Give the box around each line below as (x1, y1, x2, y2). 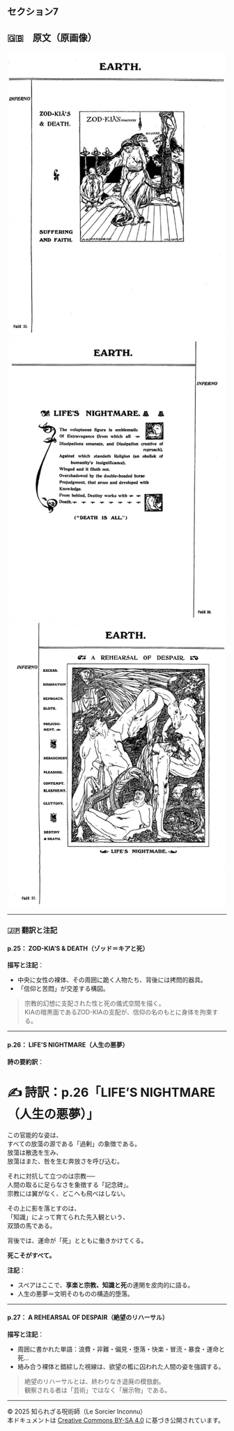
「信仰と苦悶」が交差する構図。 (17, 984, 109, 993)
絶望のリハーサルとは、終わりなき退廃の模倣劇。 (24, 1377, 165, 1386)
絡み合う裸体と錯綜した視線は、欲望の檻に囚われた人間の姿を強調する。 (17, 1362, 225, 1370)
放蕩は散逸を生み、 (7, 1148, 63, 1156)
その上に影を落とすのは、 (7, 1204, 81, 1212)
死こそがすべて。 (7, 1251, 56, 1259)
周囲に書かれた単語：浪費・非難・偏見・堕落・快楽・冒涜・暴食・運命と (17, 1344, 225, 1353)
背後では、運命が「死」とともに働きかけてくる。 (7, 1236, 148, 1245)
